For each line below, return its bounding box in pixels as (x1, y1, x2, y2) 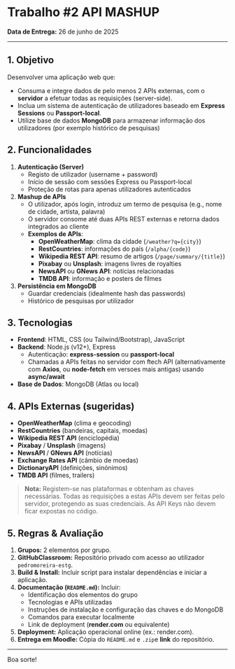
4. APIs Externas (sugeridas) (7, 400, 135, 412)
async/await (27, 373, 65, 381)
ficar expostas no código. (24, 507, 99, 516)
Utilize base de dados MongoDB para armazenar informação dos (17, 116, 206, 125)
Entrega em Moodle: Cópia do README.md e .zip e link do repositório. (17, 635, 215, 643)
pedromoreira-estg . (17, 561, 73, 569)
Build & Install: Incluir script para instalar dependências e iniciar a (17, 568, 208, 577)
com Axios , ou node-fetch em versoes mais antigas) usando (27, 365, 204, 373)
